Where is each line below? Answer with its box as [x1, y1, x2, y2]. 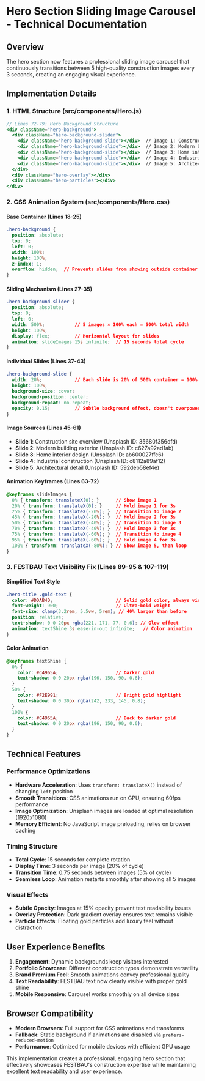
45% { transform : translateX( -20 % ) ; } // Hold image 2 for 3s [12, 514, 176, 521]
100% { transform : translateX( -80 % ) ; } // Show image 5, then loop [12, 543, 187, 549]
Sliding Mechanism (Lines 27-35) [6, 285, 93, 292]
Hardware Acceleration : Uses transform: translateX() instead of [15, 781, 182, 789]
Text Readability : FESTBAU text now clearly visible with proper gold [15, 978, 187, 985]
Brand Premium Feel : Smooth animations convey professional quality [15, 971, 190, 978]
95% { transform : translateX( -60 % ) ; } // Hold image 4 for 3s [12, 537, 176, 543]
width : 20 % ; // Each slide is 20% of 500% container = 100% [12, 377, 198, 383]
